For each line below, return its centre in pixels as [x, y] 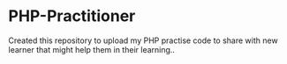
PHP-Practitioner [72, 16]
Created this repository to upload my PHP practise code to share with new [143, 40]
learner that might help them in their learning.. [92, 49]
